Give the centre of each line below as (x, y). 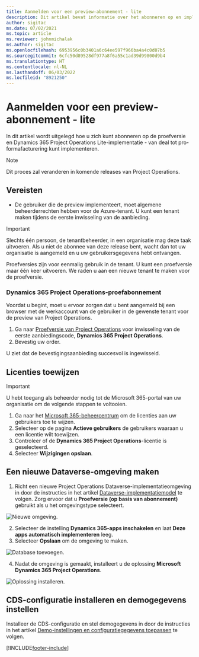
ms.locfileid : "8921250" (37, 78)
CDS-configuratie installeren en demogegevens (96, 600)
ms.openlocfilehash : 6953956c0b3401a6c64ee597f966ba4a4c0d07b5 (86, 50)
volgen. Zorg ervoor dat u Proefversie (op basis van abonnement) (96, 499)
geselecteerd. (32, 447)
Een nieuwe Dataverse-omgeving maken (83, 472)
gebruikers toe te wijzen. (45, 422)
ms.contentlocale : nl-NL (37, 67)
